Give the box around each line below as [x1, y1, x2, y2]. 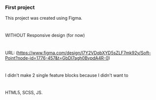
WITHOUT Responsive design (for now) [5, 33, 85, 38]
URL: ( [5, 50, 18, 56]
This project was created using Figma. [5, 15, 82, 21]
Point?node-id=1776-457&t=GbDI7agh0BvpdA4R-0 [5, 55, 109, 61]
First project [5, 4, 35, 11]
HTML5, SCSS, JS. [5, 90, 43, 96]
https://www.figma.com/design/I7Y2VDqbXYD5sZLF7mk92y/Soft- [17, 50, 151, 56]
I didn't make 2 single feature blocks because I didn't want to [5, 72, 129, 78]
